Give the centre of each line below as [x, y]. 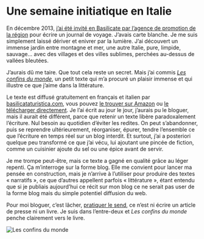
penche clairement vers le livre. [46, 218]
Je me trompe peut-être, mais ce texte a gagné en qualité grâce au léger [97, 160]
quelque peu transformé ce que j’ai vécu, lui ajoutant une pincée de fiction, [100, 142]
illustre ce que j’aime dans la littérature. [55, 85]
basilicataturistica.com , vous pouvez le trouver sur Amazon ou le [88, 103]
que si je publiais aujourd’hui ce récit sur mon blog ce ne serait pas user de [100, 187]
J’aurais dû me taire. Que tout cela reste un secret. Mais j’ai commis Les [96, 72]
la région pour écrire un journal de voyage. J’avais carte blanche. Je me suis [102, 34]
